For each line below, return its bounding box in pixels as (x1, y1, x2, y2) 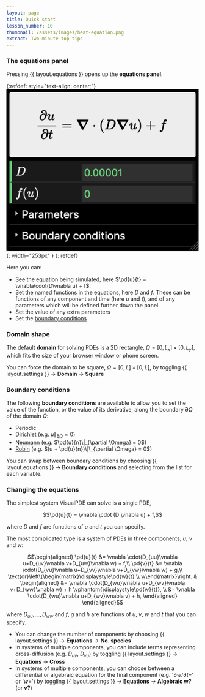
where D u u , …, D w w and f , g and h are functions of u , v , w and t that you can (6, 611, 196, 620)
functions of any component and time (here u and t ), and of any (15, 295, 175, 303)
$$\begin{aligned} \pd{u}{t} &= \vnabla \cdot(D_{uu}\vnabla (27, 553, 178, 560)
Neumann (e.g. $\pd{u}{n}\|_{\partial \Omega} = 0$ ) (15, 439, 147, 446)
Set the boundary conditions (15, 314, 87, 322)
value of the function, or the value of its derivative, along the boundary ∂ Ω (6, 406, 193, 413)
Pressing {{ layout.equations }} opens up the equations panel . (6, 70, 163, 78)
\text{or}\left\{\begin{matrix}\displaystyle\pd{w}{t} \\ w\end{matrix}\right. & (7, 573, 197, 580)
